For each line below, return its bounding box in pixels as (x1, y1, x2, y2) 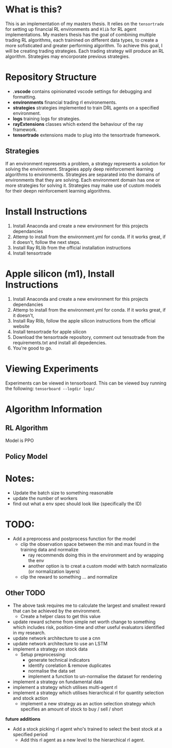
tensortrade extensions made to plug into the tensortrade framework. (12, 132, 161, 138)
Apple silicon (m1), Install (5, 268, 114, 279)
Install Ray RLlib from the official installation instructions (12, 244, 131, 251)
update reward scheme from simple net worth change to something (12, 619, 156, 625)
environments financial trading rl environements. (12, 99, 117, 105)
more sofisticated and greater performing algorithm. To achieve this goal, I (5, 42, 163, 48)
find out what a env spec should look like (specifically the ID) (12, 501, 142, 507)
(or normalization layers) (28, 568, 80, 574)
